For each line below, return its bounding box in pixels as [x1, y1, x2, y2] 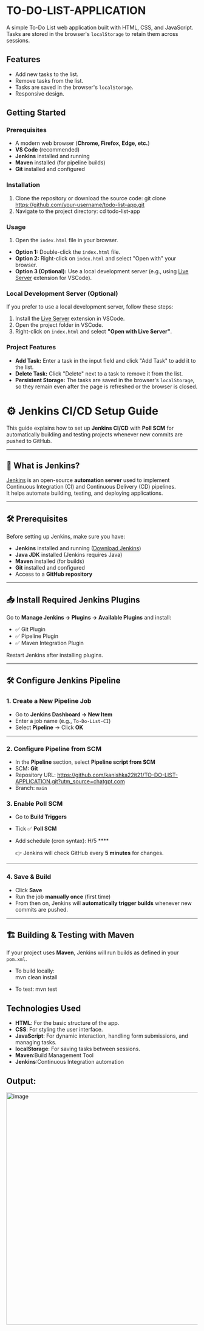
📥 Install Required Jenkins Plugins [6, 595, 141, 605]
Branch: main [15, 784, 47, 791]
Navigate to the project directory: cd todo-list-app [15, 208, 141, 215]
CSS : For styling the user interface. [15, 1026, 103, 1033]
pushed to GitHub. [6, 437, 52, 444]
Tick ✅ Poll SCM [15, 825, 57, 833]
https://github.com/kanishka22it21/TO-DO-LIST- [56, 771, 178, 778]
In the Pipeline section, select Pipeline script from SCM [15, 758, 156, 766]
